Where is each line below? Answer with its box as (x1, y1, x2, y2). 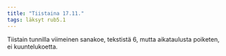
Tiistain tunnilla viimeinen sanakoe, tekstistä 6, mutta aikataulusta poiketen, (7, 35, 220, 43)
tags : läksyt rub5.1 (7, 16, 67, 23)
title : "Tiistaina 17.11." (7, 10, 84, 17)
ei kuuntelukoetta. (7, 42, 58, 51)
